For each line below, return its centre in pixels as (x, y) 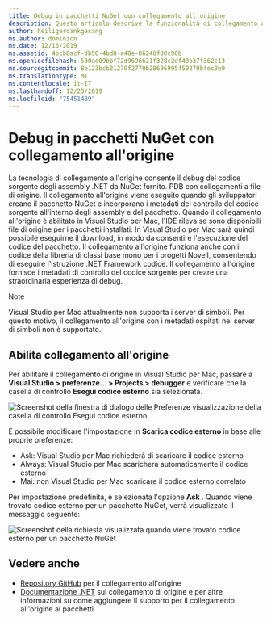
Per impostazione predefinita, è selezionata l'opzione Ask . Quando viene (130, 497)
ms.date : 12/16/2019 (43, 46)
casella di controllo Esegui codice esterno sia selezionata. (106, 391)
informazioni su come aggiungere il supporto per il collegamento (127, 600)
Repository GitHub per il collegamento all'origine (100, 583)
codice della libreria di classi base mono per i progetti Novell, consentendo (132, 255)
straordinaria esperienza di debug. (66, 281)
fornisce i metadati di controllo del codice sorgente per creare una (118, 272)
